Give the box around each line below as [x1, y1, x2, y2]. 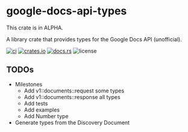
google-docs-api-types [6, 4, 127, 18]
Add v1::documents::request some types [23, 87, 125, 94]
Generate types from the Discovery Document [14, 119, 130, 126]
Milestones [14, 80, 43, 88]
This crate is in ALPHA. [6, 24, 63, 31]
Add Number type [23, 112, 69, 119]
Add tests [23, 100, 48, 107]
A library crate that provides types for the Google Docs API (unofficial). [6, 35, 182, 43]
